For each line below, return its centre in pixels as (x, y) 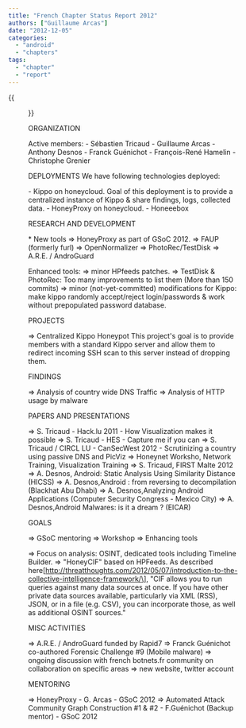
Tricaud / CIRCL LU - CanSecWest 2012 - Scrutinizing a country (132, 448)
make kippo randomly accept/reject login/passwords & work (127, 296)
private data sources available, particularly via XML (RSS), (123, 595)
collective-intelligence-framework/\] (87, 579)
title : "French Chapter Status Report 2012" (83, 15)
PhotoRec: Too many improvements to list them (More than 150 (131, 280)
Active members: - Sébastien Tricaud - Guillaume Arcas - (122, 143)
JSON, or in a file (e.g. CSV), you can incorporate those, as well (132, 604)
